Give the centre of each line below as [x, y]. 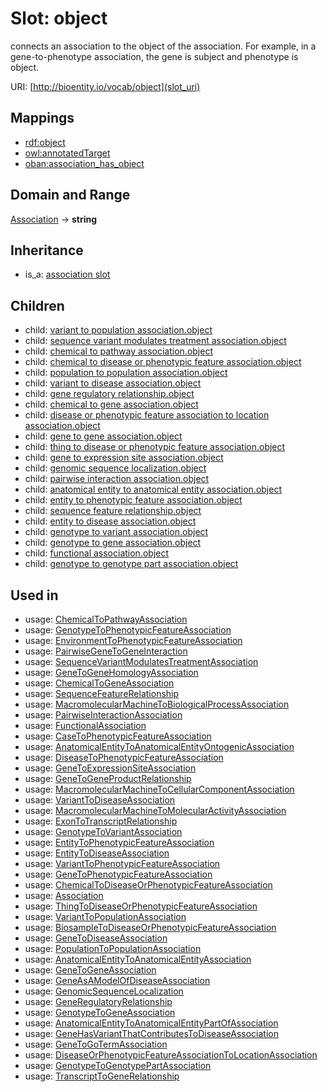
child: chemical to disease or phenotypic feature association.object [163, 362]
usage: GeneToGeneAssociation [90, 970]
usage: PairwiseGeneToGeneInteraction [106, 651]
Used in [34, 595]
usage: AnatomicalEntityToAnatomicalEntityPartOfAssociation [151, 1023]
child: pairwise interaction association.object [117, 479]
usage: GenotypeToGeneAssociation [100, 1012]
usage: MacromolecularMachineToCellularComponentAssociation [159, 789]
